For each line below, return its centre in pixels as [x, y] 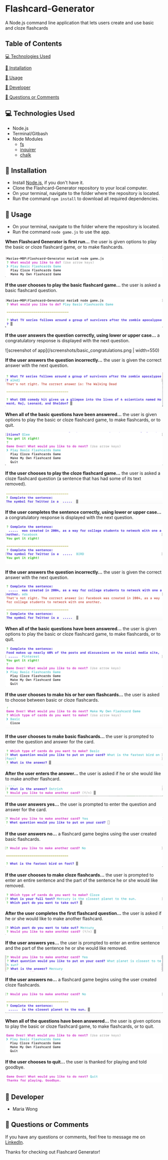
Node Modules [28, 139]
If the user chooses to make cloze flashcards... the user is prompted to [79, 875]
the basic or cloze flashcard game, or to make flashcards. [64, 247]
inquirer [28, 149]
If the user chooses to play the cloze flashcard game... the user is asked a [83, 473]
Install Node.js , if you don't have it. [48, 183]
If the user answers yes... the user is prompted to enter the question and [81, 804]
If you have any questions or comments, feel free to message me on [75, 1137]
